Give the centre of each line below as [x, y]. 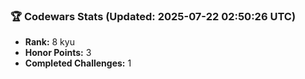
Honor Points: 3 [58, 53]
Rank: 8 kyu [49, 42]
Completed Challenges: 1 [78, 63]
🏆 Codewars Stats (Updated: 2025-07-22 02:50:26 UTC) [153, 16]
